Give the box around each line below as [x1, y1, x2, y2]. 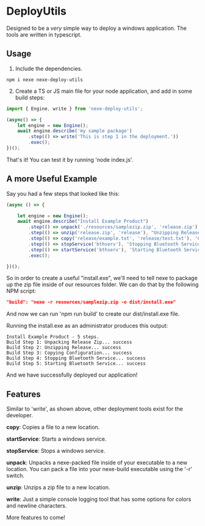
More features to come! [6, 514, 66, 521]
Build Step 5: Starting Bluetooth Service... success [6, 361, 146, 367]
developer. [6, 412, 34, 419]
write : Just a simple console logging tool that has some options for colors [6, 495, 192, 503]
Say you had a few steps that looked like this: [6, 190, 120, 197]
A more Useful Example [6, 174, 98, 184]
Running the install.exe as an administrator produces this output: [6, 322, 168, 330]
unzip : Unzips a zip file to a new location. [6, 484, 110, 491]
